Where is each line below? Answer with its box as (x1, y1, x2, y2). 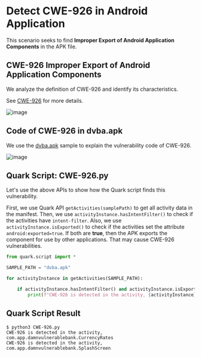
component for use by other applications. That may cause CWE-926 (6, 236, 175, 243)
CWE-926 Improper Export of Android (6, 60, 151, 70)
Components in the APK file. (6, 43, 77, 50)
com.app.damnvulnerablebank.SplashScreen (6, 345, 111, 351)
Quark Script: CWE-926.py (6, 170, 109, 180)
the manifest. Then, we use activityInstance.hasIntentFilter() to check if (6, 211, 193, 218)
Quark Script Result (6, 309, 81, 319)
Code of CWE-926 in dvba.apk (6, 126, 123, 136)
